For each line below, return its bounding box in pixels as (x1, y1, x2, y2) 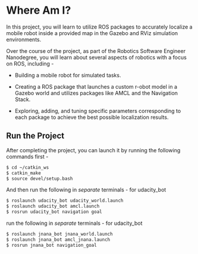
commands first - (6, 153, 49, 160)
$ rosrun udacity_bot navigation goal (6, 209, 102, 215)
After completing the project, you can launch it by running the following (6, 146, 181, 153)
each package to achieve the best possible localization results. (14, 114, 169, 121)
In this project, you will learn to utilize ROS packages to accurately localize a (6, 23, 193, 30)
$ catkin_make (6, 170, 42, 176)
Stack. (14, 96, 31, 103)
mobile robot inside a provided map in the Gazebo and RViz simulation (6, 29, 178, 36)
